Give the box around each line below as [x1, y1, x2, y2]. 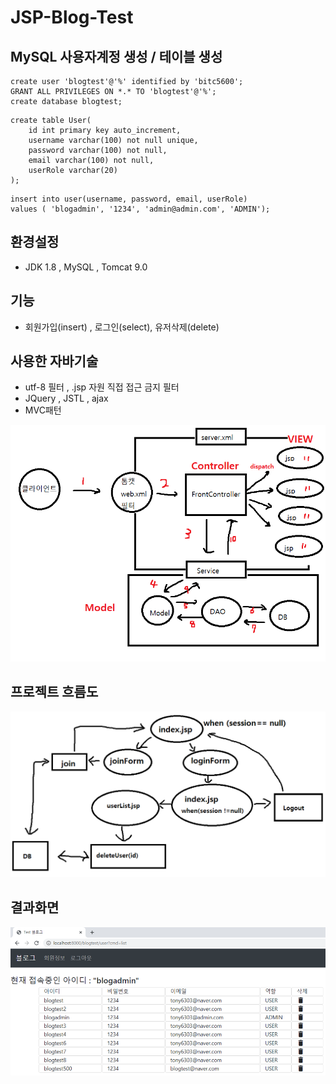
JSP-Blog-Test [10, 6, 134, 29]
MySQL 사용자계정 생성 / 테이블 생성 [10, 48, 223, 65]
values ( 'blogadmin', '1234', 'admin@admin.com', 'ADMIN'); [10, 204, 271, 214]
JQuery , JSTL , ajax [24, 392, 109, 405]
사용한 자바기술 [10, 353, 99, 370]
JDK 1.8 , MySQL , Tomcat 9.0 [24, 261, 148, 273]
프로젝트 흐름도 [10, 684, 99, 701]
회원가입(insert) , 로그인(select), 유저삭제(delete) [24, 321, 220, 333]
